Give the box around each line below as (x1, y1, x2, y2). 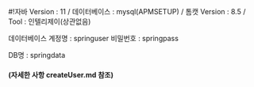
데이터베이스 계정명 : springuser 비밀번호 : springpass (8, 34, 179, 43)
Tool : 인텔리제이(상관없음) (8, 17, 91, 26)
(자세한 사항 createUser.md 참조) (8, 70, 114, 79)
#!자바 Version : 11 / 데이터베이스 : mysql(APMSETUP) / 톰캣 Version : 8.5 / (8, 7, 246, 16)
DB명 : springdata (8, 51, 66, 59)
